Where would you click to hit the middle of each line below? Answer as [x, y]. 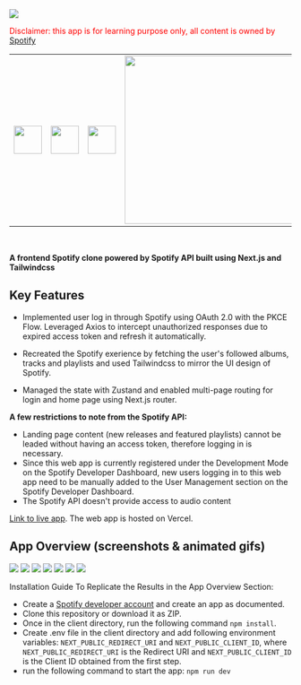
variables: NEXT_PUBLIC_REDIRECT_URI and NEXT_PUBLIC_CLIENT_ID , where [155, 642]
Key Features [47, 295]
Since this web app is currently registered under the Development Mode [155, 463]
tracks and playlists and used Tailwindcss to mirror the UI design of [146, 363]
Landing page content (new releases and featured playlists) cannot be [152, 434]
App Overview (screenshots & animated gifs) [138, 546]
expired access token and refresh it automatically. [114, 336]
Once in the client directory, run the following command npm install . [149, 623]
